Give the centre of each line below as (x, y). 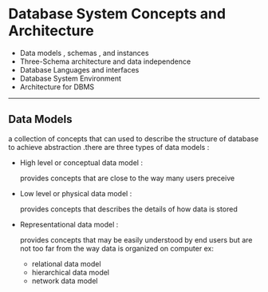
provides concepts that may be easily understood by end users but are (136, 239)
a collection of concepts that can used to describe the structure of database (134, 138)
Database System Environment (71, 78)
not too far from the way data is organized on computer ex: (116, 248)
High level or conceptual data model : (81, 162)
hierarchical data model (71, 272)
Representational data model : (69, 224)
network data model (65, 281)
